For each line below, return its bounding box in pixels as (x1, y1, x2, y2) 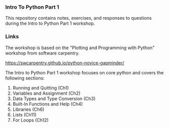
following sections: (5, 75, 45, 81)
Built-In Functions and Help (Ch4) (12, 101, 83, 107)
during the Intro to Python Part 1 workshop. (5, 20, 95, 26)
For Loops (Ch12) (12, 117, 49, 123)
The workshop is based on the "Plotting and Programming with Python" (5, 45, 155, 51)
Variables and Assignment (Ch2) (12, 90, 81, 96)
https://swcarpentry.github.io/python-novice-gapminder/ (5, 60, 124, 66)
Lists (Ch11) (12, 111, 37, 117)
